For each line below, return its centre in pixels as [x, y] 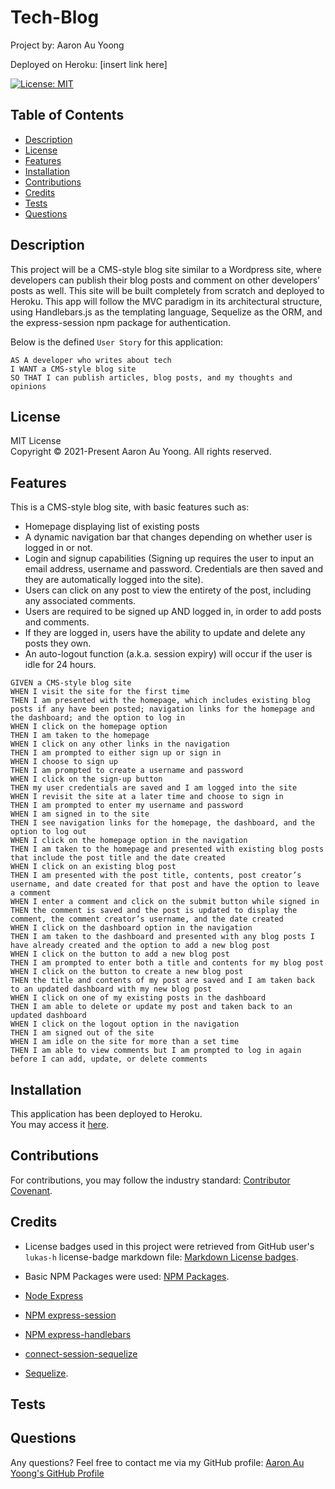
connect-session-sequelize [81, 1353]
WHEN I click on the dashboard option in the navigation [131, 928]
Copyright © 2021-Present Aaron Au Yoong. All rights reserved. [141, 452]
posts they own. [58, 643]
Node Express [54, 1295]
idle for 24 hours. [60, 665]
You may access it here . [60, 1124]
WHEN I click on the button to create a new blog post [127, 972]
